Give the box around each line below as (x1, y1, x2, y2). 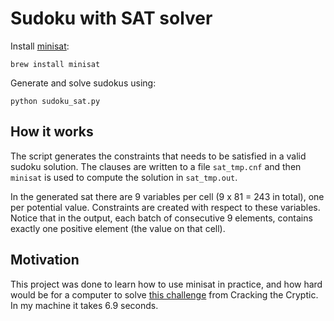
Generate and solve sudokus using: (10, 77, 157, 89)
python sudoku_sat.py (10, 96, 101, 106)
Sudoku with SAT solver (10, 7, 213, 30)
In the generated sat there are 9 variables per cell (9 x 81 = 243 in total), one (10, 190, 325, 202)
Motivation (10, 252, 80, 269)
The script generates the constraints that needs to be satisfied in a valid (10, 150, 307, 162)
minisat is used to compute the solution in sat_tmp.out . (10, 171, 238, 183)
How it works (10, 123, 94, 141)
